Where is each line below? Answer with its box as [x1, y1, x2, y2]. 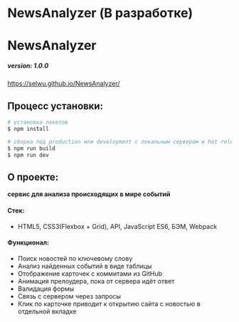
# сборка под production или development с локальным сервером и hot [7, 138, 218, 145]
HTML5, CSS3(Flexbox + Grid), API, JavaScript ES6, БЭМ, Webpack [17, 222, 218, 230]
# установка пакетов [7, 119, 69, 126]
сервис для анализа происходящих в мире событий [7, 190, 171, 198]
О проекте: [7, 171, 59, 183]
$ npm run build [7, 144, 55, 152]
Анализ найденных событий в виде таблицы [17, 262, 152, 270]
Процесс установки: [7, 100, 103, 112]
